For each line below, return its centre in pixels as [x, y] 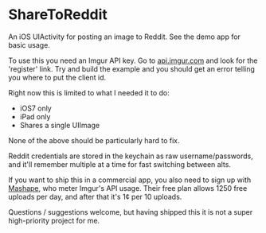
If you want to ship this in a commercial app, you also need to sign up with [130, 180]
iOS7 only [35, 108]
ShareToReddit [58, 15]
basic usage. [29, 45]
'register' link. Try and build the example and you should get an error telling [131, 68]
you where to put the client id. [57, 77]
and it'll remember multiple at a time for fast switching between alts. [119, 164]
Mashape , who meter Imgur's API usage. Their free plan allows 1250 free [128, 188]
